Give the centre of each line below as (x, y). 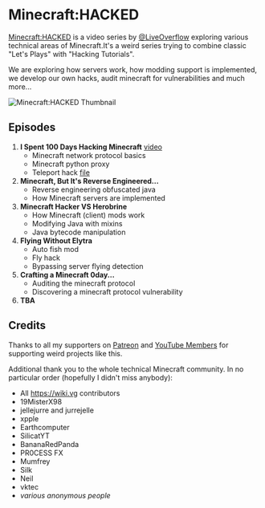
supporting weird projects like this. (65, 353)
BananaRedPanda (49, 444)
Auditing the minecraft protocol (84, 283)
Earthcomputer (45, 427)
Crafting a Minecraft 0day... (67, 274)
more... (20, 87)
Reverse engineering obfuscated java (94, 189)
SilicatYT (35, 436)
